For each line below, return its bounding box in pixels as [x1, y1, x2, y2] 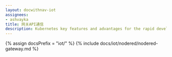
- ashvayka [5, 17, 29, 22]
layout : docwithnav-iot [5, 7, 56, 13]
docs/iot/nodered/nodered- [100, 40, 158, 46]
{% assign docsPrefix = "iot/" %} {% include [5, 40, 99, 46]
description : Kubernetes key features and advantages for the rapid [5, 26, 155, 32]
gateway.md [5, 46, 32, 52]
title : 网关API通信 [5, 21, 44, 27]
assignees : [5, 12, 29, 17]
